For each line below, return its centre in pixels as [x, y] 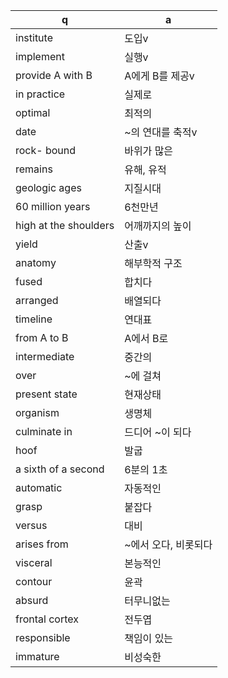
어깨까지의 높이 [158, 226]
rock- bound [46, 150]
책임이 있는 [149, 638]
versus [31, 525]
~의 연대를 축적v [161, 132]
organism [37, 412]
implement [40, 56]
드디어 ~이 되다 [158, 432]
